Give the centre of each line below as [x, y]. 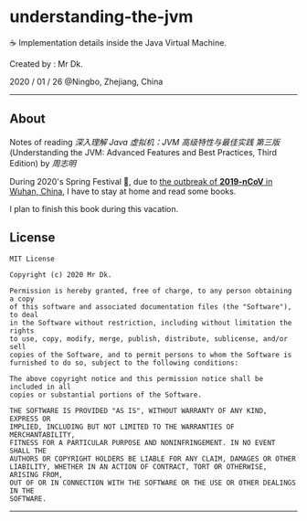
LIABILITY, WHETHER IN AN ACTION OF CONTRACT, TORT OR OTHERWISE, [138, 467]
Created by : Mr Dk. [47, 64]
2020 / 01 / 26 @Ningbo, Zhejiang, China [86, 81]
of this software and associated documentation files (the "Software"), [151, 307]
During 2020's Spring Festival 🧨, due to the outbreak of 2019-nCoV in [141, 181]
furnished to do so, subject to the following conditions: [124, 363]
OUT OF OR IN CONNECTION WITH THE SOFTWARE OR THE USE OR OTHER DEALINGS [153, 483]
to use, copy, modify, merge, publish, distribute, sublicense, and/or [148, 339]
